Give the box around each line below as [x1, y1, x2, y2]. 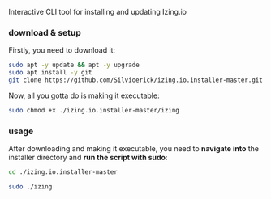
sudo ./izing [8, 182, 53, 191]
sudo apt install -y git [8, 69, 92, 77]
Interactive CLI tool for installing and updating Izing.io [8, 7, 187, 16]
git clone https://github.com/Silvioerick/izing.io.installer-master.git [8, 76, 264, 84]
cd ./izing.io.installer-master [8, 168, 118, 176]
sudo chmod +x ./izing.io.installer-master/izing [8, 106, 180, 114]
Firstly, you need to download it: [8, 45, 116, 55]
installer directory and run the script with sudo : [8, 153, 168, 163]
